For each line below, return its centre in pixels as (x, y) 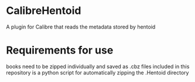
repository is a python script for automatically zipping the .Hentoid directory (97, 72)
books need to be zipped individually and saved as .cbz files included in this (98, 66)
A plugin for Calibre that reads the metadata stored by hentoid (81, 27)
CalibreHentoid (44, 11)
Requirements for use (60, 50)
